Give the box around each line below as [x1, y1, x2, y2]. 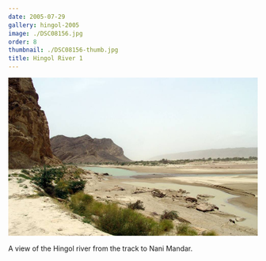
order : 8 [8, 38, 37, 46]
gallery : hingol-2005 [8, 21, 80, 29]
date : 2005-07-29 [8, 13, 66, 21]
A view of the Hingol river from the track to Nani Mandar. [8, 244, 193, 253]
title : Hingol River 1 [8, 55, 83, 62]
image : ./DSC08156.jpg [8, 29, 83, 37]
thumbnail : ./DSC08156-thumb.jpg [8, 46, 119, 55]
